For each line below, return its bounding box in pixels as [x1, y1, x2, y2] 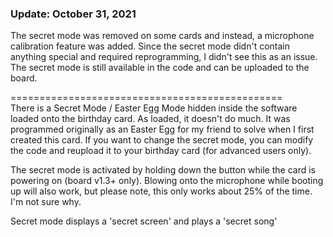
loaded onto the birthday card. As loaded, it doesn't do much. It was [10, 113, 291, 125]
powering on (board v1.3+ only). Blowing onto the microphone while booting [10, 175, 324, 187]
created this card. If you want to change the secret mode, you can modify [10, 134, 314, 146]
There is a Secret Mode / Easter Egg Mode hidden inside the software [10, 102, 298, 114]
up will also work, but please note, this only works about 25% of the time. [10, 185, 313, 197]
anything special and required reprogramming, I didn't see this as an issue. [10, 51, 318, 63]
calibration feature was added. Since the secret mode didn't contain [10, 40, 290, 52]
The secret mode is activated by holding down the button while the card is [10, 164, 316, 176]
